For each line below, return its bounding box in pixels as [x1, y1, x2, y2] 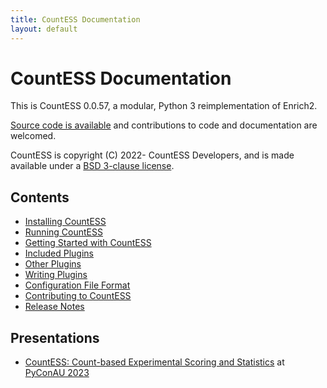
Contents [10, 189, 70, 206]
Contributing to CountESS [24, 290, 132, 302]
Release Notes [24, 301, 85, 313]
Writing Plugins [24, 269, 88, 281]
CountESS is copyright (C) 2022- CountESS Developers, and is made [10, 149, 295, 161]
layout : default [10, 24, 78, 34]
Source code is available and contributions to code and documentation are [10, 119, 318, 131]
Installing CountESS [24, 216, 107, 228]
